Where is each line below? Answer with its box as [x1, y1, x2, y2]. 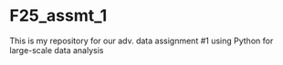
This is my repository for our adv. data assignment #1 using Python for [9, 35, 274, 46]
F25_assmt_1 [9, 5, 108, 26]
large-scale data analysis [9, 44, 104, 55]
